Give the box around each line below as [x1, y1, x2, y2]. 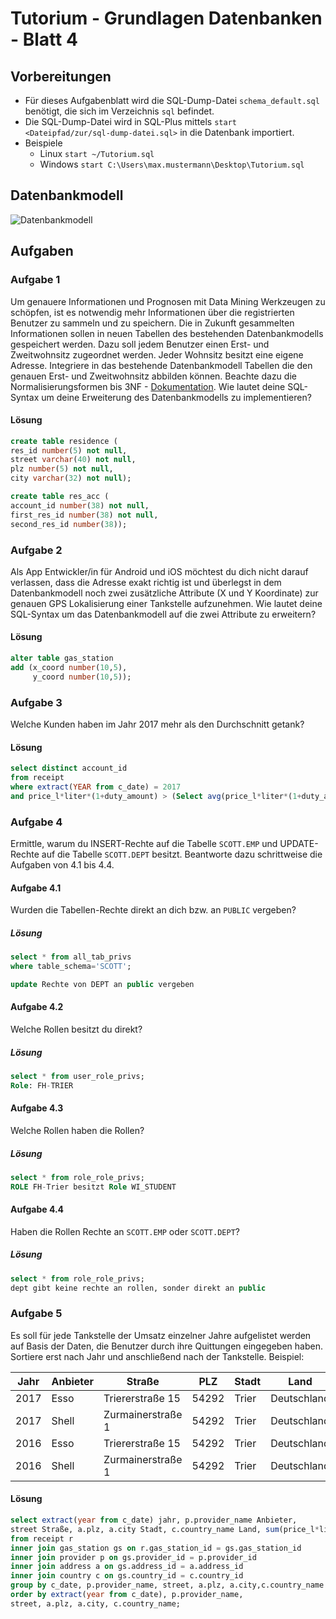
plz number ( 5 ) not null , [10, 464, 114, 474]
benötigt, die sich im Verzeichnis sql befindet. [24, 105, 215, 117]
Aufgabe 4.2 [10, 1001, 64, 1013]
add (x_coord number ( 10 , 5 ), [10, 662, 128, 672]
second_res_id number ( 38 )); [10, 519, 128, 529]
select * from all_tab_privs [10, 952, 132, 962]
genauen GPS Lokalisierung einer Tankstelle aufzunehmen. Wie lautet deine [10, 597, 323, 609]
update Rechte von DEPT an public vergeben [10, 979, 195, 989]
